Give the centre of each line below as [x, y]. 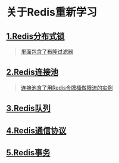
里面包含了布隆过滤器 [47, 52]
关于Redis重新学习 [51, 12]
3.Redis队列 [28, 108]
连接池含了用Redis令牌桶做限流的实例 [67, 88]
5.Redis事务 [28, 153]
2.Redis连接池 [32, 72]
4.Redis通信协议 [36, 130]
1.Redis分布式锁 [35, 36]
